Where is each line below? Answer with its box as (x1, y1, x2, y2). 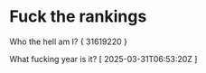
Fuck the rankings (9, 6, 147, 27)
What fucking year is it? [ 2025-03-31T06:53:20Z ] (9, 53, 198, 64)
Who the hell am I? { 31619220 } (9, 36, 128, 47)
